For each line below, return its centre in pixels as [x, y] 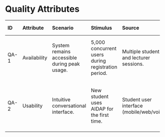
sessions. [133, 64]
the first [100, 115]
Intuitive [61, 100]
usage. [60, 70]
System [61, 45]
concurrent [104, 48]
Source [131, 28]
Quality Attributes [42, 9]
